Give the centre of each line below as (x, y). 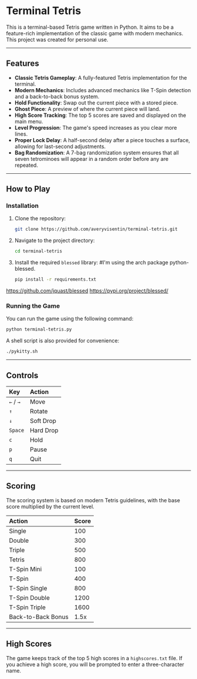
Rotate (39, 411)
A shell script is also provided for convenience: (63, 341)
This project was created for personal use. (57, 39)
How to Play (28, 189)
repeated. (26, 165)
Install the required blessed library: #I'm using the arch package (91, 263)
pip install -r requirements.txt (55, 280)
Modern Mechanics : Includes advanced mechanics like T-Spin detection (103, 90)
